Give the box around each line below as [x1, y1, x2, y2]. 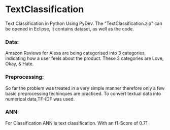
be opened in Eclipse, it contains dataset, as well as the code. [5, 25, 134, 31]
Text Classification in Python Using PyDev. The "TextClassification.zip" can [5, 20, 162, 26]
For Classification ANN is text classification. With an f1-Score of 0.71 [5, 120, 148, 126]
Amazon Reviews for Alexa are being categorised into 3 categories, [5, 50, 146, 56]
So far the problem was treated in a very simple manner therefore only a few [5, 85, 165, 91]
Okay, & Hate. [5, 61, 34, 67]
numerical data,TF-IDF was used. [5, 95, 75, 102]
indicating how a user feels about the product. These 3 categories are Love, [5, 55, 164, 61]
